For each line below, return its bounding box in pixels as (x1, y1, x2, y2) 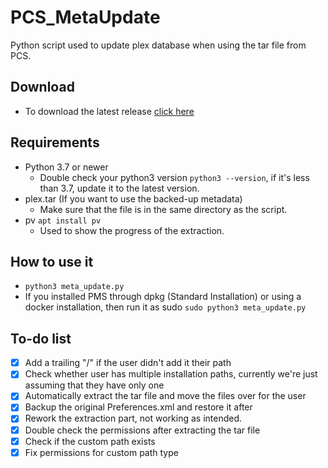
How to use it (10, 253, 94, 270)
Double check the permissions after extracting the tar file (24, 424, 261, 436)
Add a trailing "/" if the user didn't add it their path (24, 357, 232, 369)
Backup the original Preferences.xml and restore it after (24, 401, 253, 413)
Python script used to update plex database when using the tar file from (10, 39, 307, 51)
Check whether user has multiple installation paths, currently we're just (24, 368, 318, 380)
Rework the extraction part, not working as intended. (24, 412, 243, 425)
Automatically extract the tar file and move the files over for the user (24, 390, 307, 402)
